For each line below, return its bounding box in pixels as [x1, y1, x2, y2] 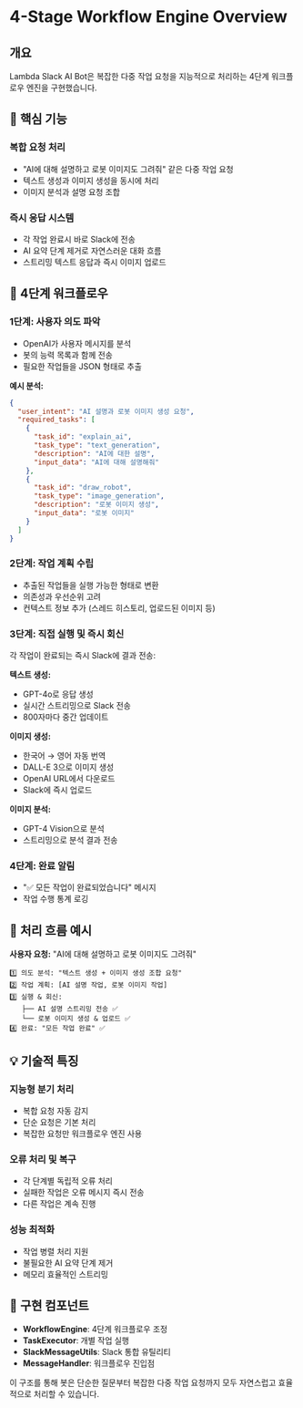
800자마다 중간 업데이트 [22, 711, 109, 722]
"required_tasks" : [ [17, 415, 96, 425]
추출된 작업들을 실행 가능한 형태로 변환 [22, 579, 159, 590]
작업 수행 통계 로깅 [22, 894, 89, 905]
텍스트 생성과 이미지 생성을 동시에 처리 [22, 175, 159, 186]
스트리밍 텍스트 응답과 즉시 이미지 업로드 [22, 256, 167, 267]
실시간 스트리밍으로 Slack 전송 [22, 700, 132, 711]
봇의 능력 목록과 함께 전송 [22, 349, 114, 360]
